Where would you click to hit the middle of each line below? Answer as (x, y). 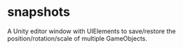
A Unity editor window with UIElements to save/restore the (92, 31)
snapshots (39, 12)
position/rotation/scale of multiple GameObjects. (77, 38)
